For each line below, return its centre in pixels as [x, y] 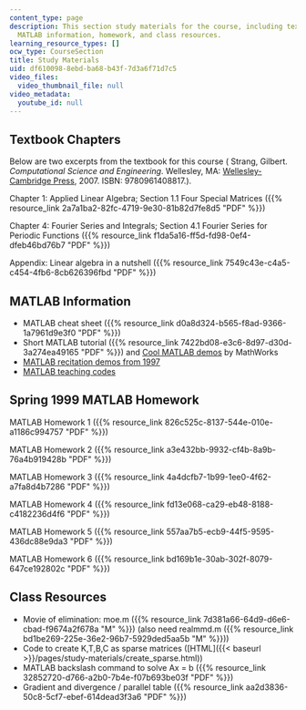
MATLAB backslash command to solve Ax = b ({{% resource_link [144, 667]
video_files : [34, 77]
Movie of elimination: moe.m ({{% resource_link [112, 619]
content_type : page [46, 18]
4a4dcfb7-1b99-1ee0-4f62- [219, 477]
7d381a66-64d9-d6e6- [247, 619]
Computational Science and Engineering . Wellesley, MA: [115, 171]
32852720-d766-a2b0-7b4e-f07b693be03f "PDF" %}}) [128, 677]
